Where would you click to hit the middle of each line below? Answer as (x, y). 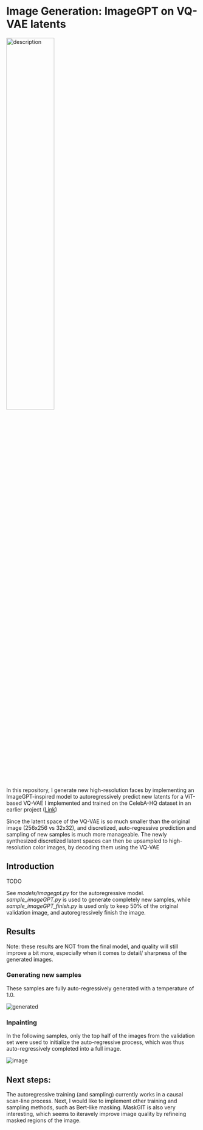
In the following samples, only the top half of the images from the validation (101, 1036)
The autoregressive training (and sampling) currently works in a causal (95, 1094)
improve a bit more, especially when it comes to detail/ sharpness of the (97, 952)
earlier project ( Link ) (32, 809)
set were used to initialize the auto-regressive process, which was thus (95, 1042)
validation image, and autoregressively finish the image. (76, 912)
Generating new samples (44, 975)
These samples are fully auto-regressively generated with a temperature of (100, 988)
